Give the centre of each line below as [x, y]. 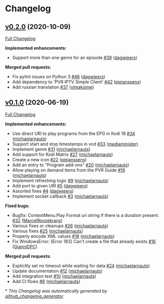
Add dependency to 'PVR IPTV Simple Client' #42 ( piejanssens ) [77, 82]
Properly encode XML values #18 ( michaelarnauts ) [63, 236]
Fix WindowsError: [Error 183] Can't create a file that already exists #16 [84, 241]
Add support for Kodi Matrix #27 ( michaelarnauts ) [63, 154]
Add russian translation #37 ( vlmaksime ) [53, 87]
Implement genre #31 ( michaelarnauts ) [51, 149]
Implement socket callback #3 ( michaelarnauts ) [60, 196]
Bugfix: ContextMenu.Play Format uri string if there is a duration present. [86, 215]
